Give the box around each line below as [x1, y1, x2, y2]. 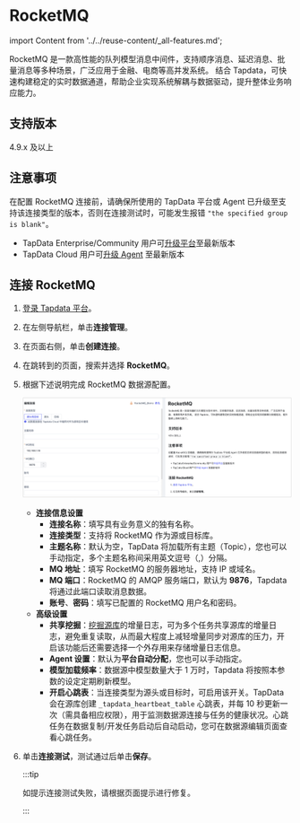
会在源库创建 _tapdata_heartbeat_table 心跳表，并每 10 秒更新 [48, 697, 280, 709]
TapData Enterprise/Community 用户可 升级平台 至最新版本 [21, 237, 236, 248]
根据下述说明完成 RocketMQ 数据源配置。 [21, 379, 176, 390]
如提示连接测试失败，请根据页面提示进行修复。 [21, 787, 195, 798]
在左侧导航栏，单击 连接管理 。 [21, 322, 133, 333]
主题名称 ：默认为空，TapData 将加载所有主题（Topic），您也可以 [48, 540, 287, 552]
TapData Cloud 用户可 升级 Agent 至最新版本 [21, 249, 185, 259]
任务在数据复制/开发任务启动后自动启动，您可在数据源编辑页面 [48, 720, 280, 731]
